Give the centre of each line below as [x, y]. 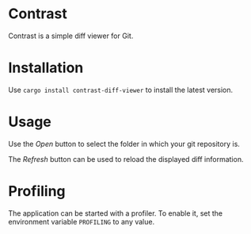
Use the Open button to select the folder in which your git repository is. [124, 144]
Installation [46, 68]
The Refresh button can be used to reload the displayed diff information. [126, 159]
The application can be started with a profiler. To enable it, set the [116, 213]
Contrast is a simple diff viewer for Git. [71, 36]
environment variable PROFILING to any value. [82, 221]
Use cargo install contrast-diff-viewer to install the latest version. [121, 90]
